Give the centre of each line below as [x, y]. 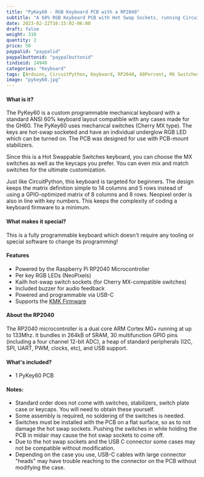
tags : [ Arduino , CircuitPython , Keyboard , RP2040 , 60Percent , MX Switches [103, 74]
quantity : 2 [21, 40]
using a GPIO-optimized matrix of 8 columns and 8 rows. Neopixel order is [99, 195]
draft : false [23, 29]
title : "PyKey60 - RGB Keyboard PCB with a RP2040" [73, 12]
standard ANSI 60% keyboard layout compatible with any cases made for [98, 119]
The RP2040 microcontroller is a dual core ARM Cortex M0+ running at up [99, 329]
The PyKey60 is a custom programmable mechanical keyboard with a [93, 113]
